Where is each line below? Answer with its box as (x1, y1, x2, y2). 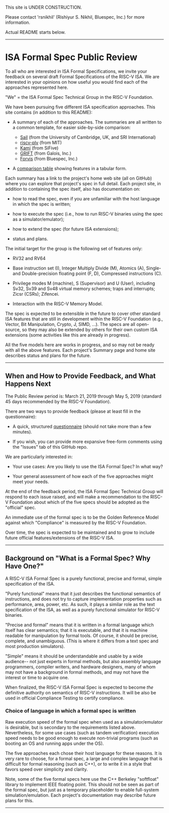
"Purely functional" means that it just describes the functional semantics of (5, 590, 161, 597)
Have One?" (5, 562, 44, 571)
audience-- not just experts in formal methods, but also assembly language (5, 658, 161, 664)
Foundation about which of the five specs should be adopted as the (9, 499, 150, 505)
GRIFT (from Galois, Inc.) (20, 150, 71, 156)
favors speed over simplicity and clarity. (5, 766, 88, 772)
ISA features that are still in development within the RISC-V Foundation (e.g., (5, 315, 163, 322)
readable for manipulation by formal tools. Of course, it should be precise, (5, 632, 158, 638)
